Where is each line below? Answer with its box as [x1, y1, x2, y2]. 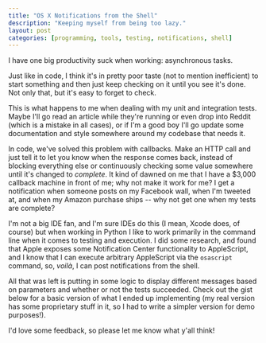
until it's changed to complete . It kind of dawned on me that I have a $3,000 [8, 170, 256, 179]
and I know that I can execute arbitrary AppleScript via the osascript [8, 252, 233, 263]
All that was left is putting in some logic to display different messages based [8, 276, 257, 286]
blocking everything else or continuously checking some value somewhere [8, 161, 253, 171]
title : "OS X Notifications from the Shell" [8, 11, 158, 20]
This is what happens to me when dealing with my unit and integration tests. [8, 103, 257, 113]
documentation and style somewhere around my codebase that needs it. [8, 129, 246, 138]
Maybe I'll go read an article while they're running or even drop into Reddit [8, 112, 252, 122]
